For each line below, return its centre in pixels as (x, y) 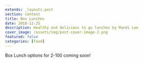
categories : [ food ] (25, 42)
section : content (23, 14)
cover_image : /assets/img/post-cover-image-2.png (57, 32)
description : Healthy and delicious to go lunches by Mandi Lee (72, 28)
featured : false (21, 37)
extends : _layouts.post (29, 10)
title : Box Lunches (25, 19)
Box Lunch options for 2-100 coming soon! (48, 55)
